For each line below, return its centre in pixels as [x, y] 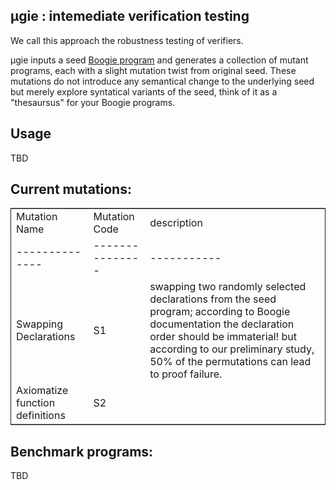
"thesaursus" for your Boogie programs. [93, 102]
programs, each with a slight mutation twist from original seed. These [153, 70]
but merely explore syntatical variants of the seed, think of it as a [144, 91]
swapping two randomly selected [228, 287]
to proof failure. [186, 374]
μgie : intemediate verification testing [130, 16]
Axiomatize [42, 391]
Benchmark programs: [82, 451]
